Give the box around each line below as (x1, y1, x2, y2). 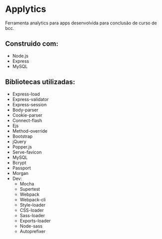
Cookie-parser (12, 112, 43, 118)
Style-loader (19, 202, 46, 208)
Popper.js (12, 144, 32, 150)
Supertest (19, 186, 40, 192)
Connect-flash (12, 117, 42, 123)
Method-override (12, 128, 48, 134)
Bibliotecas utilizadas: (5, 78, 76, 86)
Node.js (12, 53, 29, 59)
